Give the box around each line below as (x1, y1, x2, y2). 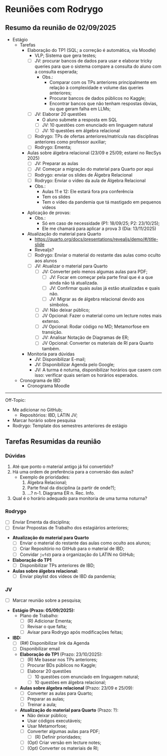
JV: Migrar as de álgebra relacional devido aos (49, 296, 145, 302)
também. (42, 346, 61, 352)
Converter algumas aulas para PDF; (27, 728, 100, 734)
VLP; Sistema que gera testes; (34, 52, 97, 58)
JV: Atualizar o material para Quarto (34, 263, 108, 269)
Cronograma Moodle (27, 383, 70, 389)
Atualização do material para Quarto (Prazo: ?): (19, 707, 119, 713)
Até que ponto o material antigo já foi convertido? (12, 464, 114, 470)
